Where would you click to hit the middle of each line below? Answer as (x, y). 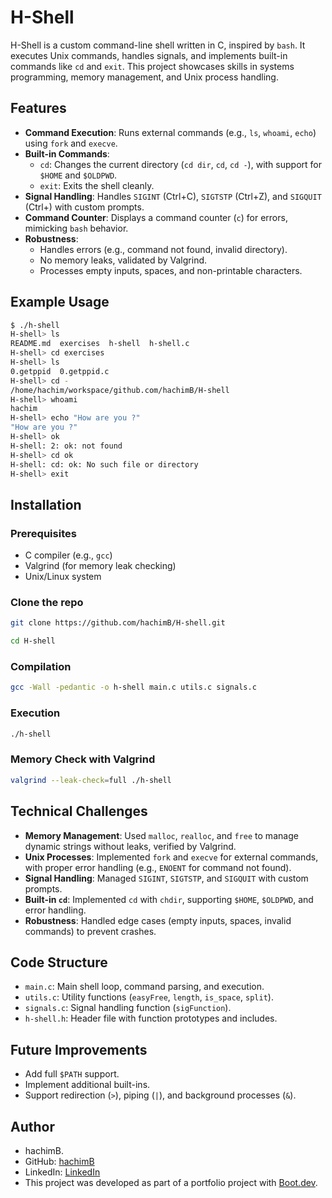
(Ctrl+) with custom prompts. (84, 207)
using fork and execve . (71, 143)
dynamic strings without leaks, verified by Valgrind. (130, 846)
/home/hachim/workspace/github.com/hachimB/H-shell (120, 390)
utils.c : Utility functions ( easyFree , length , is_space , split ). (149, 997)
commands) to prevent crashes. (90, 931)
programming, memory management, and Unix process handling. (144, 77)
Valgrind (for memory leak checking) (100, 566)
